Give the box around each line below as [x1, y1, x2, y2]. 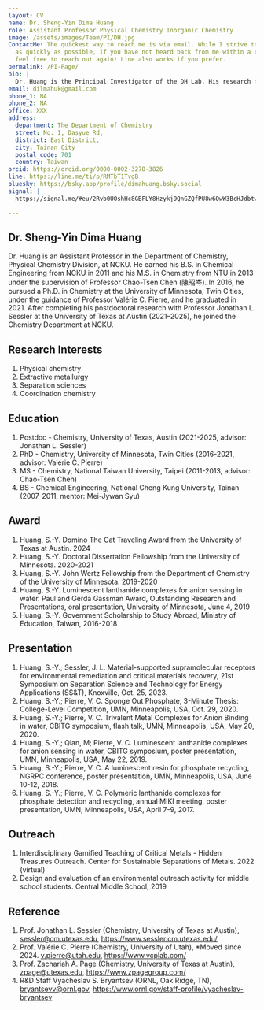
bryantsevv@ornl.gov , [19, 984, 92, 993]
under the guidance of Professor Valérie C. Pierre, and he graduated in [8, 295, 237, 304]
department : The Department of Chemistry [15, 121, 153, 129]
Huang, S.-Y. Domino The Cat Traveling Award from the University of [19, 535, 242, 544]
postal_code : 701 [15, 150, 72, 158]
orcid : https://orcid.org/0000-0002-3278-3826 [8, 165, 163, 173]
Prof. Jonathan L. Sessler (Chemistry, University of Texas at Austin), [19, 926, 240, 935]
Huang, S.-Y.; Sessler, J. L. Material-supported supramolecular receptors [19, 663, 256, 672]
